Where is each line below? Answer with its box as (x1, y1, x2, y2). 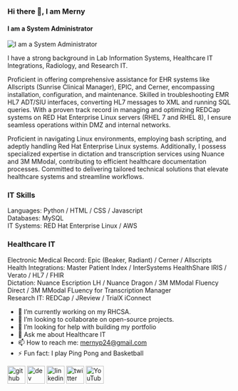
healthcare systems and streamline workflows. (7, 173, 145, 181)
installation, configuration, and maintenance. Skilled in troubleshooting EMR (7, 91, 229, 99)
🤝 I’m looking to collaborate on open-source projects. (17, 315, 175, 323)
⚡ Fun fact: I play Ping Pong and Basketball (17, 349, 144, 357)
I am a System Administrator (7, 24, 93, 33)
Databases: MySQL (7, 214, 64, 223)
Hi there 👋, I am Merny (7, 6, 86, 16)
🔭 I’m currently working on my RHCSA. (17, 307, 132, 316)
